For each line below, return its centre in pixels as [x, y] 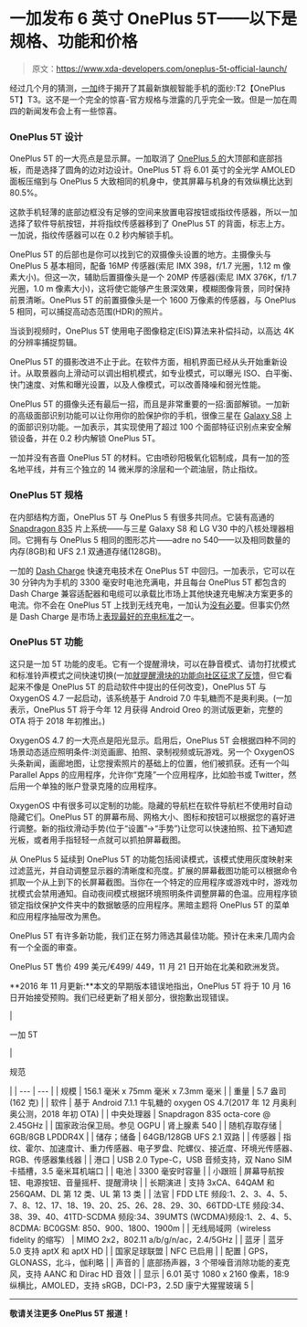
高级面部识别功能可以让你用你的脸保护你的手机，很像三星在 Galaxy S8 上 [154, 416]
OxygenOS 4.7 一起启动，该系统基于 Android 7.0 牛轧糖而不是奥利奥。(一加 [151, 698]
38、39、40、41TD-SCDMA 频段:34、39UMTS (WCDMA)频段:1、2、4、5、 [153, 1216]
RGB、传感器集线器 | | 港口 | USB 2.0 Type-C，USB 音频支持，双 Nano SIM [151, 1159]
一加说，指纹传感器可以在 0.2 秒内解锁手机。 [94, 235]
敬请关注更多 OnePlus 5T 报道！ [70, 1313]
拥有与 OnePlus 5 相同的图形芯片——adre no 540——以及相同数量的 [162, 539]
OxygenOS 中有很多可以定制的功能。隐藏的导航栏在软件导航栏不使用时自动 [151, 805]
